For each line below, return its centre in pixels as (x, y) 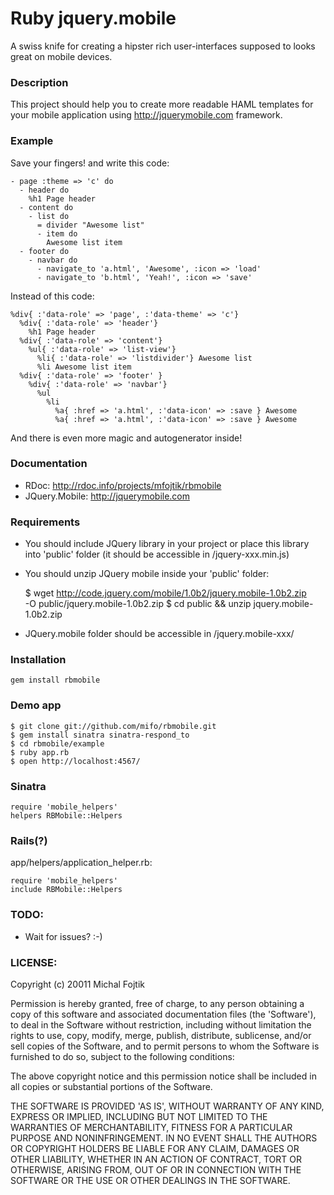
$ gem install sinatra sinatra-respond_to (100, 735)
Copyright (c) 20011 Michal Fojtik (77, 984)
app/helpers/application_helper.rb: (81, 863)
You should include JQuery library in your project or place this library (167, 544)
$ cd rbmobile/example (57, 743)
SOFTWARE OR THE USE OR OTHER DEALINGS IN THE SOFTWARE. (150, 1180)
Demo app (36, 705)
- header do (44, 190)
